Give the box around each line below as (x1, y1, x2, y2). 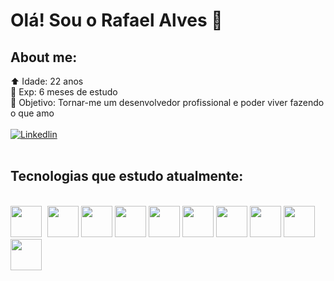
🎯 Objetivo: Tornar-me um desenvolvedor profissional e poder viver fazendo (10, 97, 325, 108)
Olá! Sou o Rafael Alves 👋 (10, 9, 223, 32)
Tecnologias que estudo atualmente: (10, 168, 244, 185)
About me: (10, 49, 78, 66)
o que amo (10, 107, 55, 119)
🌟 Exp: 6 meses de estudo (10, 86, 118, 98)
